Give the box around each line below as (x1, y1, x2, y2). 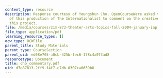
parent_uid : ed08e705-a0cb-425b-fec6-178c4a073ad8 (5, 52, 110, 57)
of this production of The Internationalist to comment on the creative (9, 16, 160, 21)
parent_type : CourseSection (5, 47, 62, 52)
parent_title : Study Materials (5, 43, 68, 48)
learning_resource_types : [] (5, 34, 64, 39)
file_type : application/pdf (5, 30, 62, 34)
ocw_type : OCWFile (5, 39, 42, 44)
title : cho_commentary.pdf (5, 61, 60, 66)
